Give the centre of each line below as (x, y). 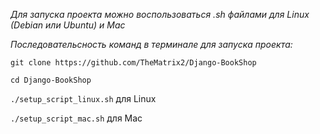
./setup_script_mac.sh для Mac (76, 118)
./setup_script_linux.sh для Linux (83, 98)
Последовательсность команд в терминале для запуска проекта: (151, 44)
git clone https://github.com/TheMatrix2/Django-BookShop (133, 63)
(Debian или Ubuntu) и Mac (68, 25)
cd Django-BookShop (51, 80)
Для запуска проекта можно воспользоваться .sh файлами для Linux (160, 14)
